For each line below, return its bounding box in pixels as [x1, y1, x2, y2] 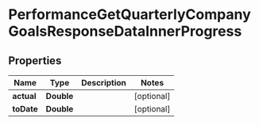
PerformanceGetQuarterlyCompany [8, 6, 252, 24]
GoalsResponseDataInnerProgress [8, 22, 242, 40]
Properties [8, 54, 62, 67]
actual [12, 91, 37, 101]
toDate [12, 104, 38, 114]
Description [80, 78, 127, 88]
